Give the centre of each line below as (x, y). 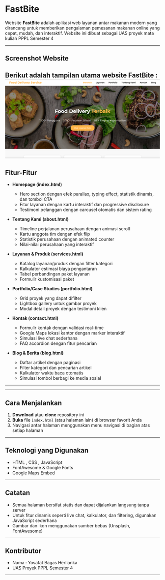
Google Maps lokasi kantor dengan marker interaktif (72, 333)
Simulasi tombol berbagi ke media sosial (60, 378)
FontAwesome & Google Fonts (43, 467)
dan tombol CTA (36, 199)
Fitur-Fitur (21, 172)
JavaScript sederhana (35, 520)
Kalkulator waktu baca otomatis (51, 373)
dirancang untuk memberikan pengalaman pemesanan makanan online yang (82, 28)
